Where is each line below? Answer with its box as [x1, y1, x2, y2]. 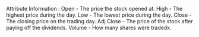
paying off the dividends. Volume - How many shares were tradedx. [6, 24, 172, 31]
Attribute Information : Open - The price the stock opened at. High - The [6, 5, 183, 12]
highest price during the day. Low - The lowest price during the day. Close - [6, 11, 192, 18]
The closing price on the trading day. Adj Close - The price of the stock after [6, 18, 193, 24]
